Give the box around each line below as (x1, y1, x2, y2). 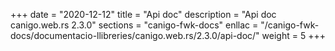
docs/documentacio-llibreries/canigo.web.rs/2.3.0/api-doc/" (10, 30, 260, 41)
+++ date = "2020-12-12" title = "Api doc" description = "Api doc (10, 9, 277, 20)
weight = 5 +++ (261, 30, 326, 41)
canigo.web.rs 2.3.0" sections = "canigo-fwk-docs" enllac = (10, 19, 259, 31)
